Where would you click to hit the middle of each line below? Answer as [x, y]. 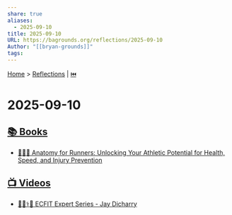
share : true [25, 14]
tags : [15, 54]
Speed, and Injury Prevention [60, 160]
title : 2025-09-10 [34, 34]
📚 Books [28, 132]
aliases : [20, 21]
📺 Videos [29, 184]
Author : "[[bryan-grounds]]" [50, 47]
